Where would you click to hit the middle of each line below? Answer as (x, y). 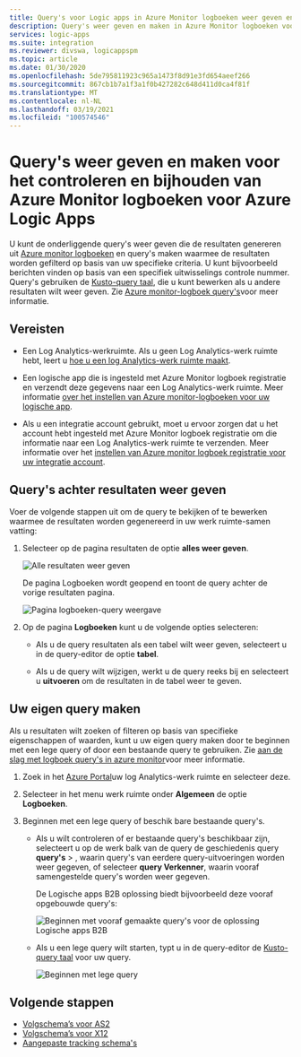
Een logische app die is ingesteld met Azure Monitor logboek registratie (154, 377)
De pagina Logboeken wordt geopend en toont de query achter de (145, 583)
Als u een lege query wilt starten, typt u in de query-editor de (148, 948)
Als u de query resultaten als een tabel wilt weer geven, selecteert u (161, 644)
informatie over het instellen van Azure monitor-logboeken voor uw (146, 396)
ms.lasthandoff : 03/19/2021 (62, 109)
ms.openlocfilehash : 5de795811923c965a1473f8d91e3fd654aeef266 (130, 76)
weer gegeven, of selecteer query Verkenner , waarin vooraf (147, 867)
